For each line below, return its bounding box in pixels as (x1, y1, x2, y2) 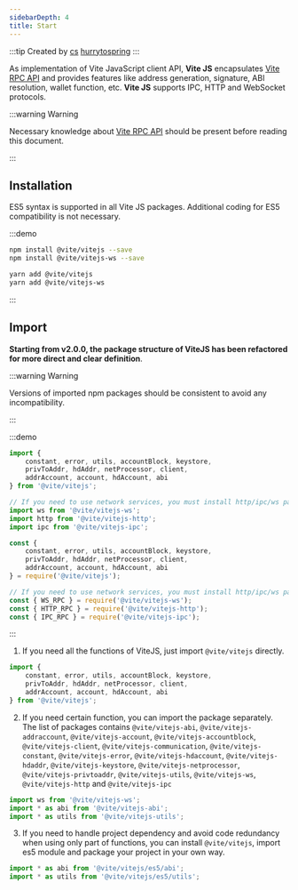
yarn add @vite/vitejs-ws (9, 277, 105, 287)
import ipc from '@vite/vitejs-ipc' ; (9, 522, 149, 532)
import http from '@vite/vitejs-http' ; (9, 514, 157, 523)
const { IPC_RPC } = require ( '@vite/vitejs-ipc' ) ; (9, 613, 200, 621)
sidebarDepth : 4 (9, 12, 69, 22)
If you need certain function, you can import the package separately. (21, 712, 273, 723)
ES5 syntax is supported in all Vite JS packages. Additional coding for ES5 (9, 202, 280, 212)
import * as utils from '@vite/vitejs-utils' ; (9, 812, 184, 821)
